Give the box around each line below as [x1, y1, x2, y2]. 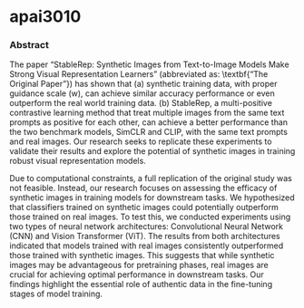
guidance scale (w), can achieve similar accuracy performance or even [9, 88, 275, 99]
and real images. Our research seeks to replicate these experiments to [9, 136, 272, 147]
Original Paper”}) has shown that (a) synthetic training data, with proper [9, 79, 278, 90]
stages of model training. [9, 288, 103, 300]
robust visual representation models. [9, 156, 147, 167]
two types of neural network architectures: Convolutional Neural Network [9, 221, 284, 232]
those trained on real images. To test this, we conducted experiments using [9, 211, 291, 223]
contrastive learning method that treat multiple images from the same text [9, 107, 285, 119]
